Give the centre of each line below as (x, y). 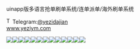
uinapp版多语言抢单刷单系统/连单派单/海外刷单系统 (70, 9)
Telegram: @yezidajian (40, 22)
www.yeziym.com (29, 28)
